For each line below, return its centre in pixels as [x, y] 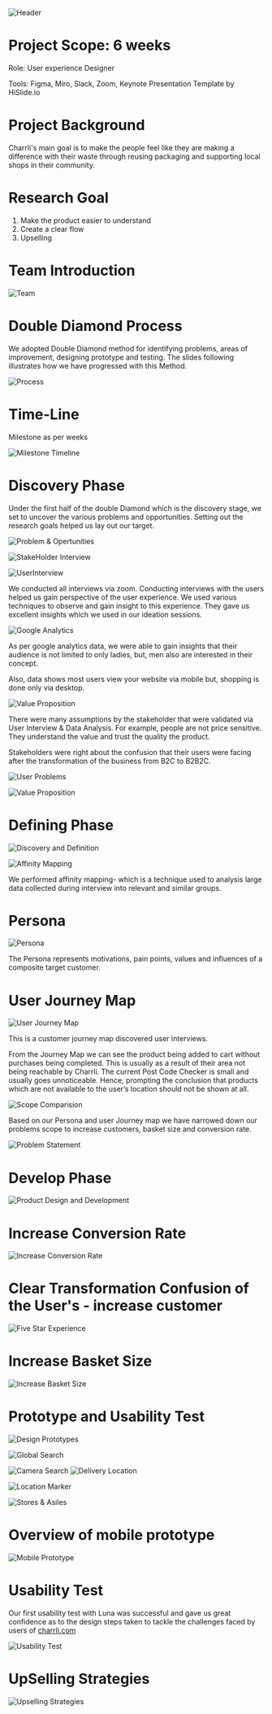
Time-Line [44, 414]
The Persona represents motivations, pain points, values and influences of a [136, 959]
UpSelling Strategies [79, 1679]
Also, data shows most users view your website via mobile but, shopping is [134, 678]
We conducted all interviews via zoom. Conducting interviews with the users [136, 588]
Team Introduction [72, 270]
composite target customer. [55, 967]
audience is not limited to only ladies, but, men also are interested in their [131, 654]
